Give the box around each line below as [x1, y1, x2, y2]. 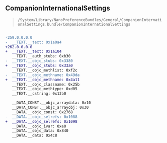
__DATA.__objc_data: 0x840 [12, 128, 69, 133]
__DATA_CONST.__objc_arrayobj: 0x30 [12, 105, 89, 110]
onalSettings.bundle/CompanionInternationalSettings [17, 22, 131, 27]
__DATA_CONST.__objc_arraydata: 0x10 [12, 100, 92, 105]
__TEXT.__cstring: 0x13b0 [12, 91, 66, 96]
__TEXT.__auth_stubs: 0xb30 [12, 54, 71, 59]
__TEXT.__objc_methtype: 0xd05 [12, 87, 78, 92]
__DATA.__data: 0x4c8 [12, 133, 57, 138]
